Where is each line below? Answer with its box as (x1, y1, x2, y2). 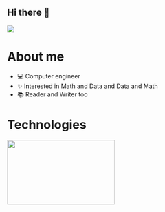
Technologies (7, 116, 87, 132)
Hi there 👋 (7, 7, 50, 19)
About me (7, 49, 65, 64)
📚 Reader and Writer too (16, 90, 88, 98)
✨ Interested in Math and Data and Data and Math (16, 82, 158, 90)
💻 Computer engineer (16, 72, 80, 80)
